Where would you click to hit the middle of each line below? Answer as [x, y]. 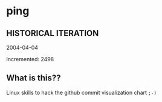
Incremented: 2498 [30, 59]
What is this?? [34, 78]
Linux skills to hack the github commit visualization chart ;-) [82, 92]
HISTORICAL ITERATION [53, 33]
